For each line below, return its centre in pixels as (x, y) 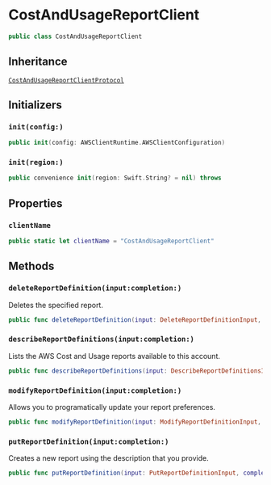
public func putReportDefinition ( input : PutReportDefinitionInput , (124, 473)
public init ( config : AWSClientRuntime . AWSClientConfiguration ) (117, 143)
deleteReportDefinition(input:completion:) (95, 288)
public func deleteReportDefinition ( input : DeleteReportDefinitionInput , (135, 320)
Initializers (35, 105)
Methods (31, 266)
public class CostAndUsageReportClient (75, 36)
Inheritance (38, 62)
